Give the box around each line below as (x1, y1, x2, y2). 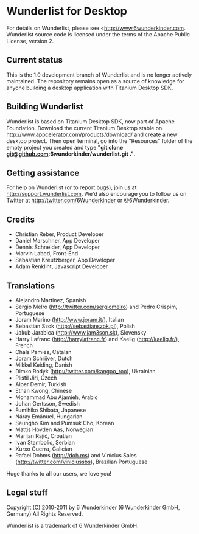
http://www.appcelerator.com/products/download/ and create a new (6, 131, 178, 138)
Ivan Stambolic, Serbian (15, 439, 75, 446)
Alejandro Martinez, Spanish (15, 297, 86, 303)
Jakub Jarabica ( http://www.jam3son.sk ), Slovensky (15, 329, 147, 336)
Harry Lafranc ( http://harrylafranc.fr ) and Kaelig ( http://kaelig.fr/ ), (15, 336, 180, 342)
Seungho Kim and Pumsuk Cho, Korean (15, 420, 114, 426)
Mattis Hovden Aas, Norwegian (15, 426, 93, 433)
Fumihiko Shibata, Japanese (15, 406, 86, 414)
